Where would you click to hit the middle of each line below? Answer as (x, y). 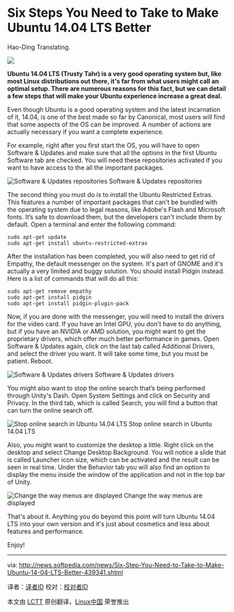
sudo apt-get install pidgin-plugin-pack (68, 303)
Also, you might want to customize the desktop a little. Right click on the (110, 444)
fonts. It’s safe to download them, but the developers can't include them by (115, 217)
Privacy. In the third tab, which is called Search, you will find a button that (112, 402)
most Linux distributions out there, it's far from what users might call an (113, 81)
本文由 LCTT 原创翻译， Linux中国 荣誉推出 (68, 602)
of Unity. (19, 482)
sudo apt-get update (37, 237)
